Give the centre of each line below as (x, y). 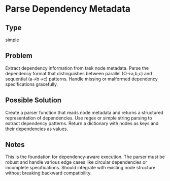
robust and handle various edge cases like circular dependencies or (76, 162)
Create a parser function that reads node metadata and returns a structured (84, 112)
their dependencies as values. (37, 129)
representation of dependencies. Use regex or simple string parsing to (79, 118)
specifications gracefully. (32, 84)
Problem (19, 56)
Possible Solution (33, 100)
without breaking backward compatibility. (48, 173)
